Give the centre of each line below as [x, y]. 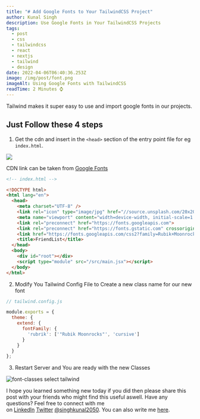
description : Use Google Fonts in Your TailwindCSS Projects [84, 23]
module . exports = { [30, 312]
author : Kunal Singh [32, 17]
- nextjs [22, 56]
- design [22, 67]
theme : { [22, 318]
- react [21, 51]
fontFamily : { [40, 329]
